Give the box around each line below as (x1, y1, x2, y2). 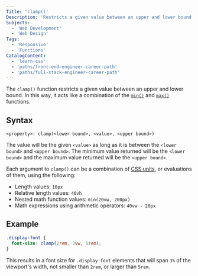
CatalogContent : (6, 53, 46, 59)
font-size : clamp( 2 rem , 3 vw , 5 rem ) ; (11, 240, 102, 246)
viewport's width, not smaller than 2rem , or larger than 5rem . (6, 263, 151, 270)
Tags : (6, 36, 20, 42)
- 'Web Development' (11, 25, 62, 31)
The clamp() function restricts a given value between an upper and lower (6, 85, 184, 92)
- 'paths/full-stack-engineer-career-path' (11, 69, 120, 75)
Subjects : (6, 20, 31, 25)
